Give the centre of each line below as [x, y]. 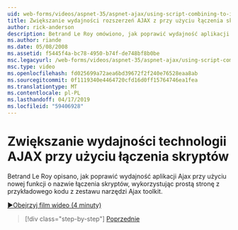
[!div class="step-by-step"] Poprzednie [82, 219]
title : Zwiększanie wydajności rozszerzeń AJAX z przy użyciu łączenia [115, 21]
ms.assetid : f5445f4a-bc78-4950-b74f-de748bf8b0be [84, 54]
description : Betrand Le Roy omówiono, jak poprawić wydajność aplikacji [119, 34]
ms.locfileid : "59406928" [45, 106]
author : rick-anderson [41, 27]
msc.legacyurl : [30, 60]
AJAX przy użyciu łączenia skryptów [118, 157]
